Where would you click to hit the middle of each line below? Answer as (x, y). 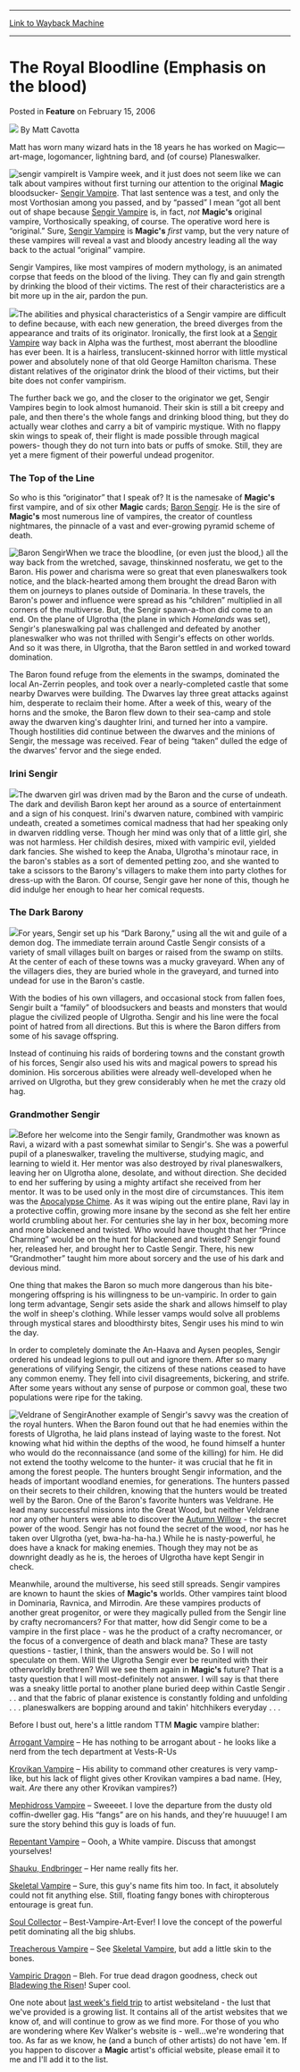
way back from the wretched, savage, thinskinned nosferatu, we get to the (146, 562)
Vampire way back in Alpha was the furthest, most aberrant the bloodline (144, 342)
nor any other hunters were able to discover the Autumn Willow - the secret (148, 1520)
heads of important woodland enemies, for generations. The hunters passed (150, 1481)
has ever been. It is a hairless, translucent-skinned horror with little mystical (149, 352)
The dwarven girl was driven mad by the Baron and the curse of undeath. (153, 794)
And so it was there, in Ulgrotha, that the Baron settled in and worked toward (150, 648)
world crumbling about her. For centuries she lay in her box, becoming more (149, 1220)
